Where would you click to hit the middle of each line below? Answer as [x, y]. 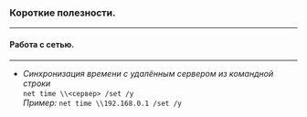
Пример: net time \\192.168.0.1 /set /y [102, 102]
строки [37, 83]
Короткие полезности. [63, 13]
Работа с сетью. [42, 44]
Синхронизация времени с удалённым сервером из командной [148, 73]
